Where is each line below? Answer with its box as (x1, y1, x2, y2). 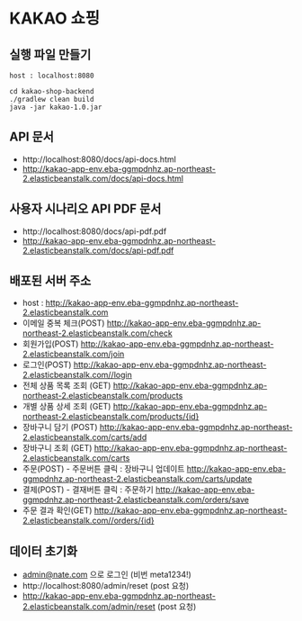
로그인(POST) (22, 359, 72, 370)
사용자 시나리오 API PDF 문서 (9, 202, 162, 217)
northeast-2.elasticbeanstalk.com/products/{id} (22, 411, 200, 422)
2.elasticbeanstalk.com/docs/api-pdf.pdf (22, 245, 174, 256)
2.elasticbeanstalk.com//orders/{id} (22, 515, 155, 526)
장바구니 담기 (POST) (22, 422, 98, 433)
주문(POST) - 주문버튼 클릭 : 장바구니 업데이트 (22, 463, 185, 474)
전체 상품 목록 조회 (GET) (22, 380, 111, 391)
